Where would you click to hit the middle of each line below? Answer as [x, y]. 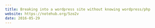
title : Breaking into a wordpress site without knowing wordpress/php [78, 9]
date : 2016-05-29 [23, 18]
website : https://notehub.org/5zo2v [42, 14]
